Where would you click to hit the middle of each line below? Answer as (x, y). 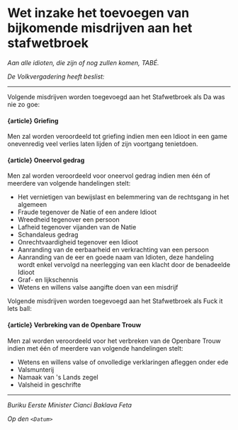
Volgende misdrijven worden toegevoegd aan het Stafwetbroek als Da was (116, 96)
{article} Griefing (33, 120)
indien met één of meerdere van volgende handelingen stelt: (95, 348)
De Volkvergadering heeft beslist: (56, 77)
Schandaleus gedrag (48, 234)
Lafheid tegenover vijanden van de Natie (77, 227)
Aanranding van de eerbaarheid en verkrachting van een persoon (113, 250)
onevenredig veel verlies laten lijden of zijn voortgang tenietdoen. (103, 144)
